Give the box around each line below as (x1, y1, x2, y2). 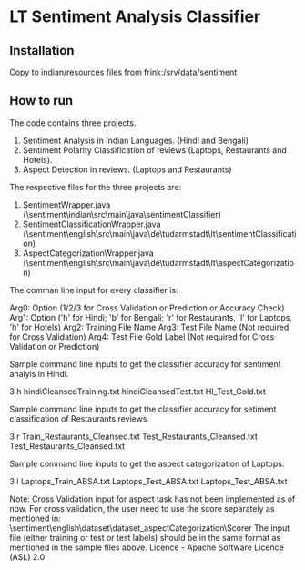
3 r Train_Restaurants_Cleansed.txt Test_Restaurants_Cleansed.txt (9, 431, 258, 442)
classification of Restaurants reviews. (9, 412, 150, 424)
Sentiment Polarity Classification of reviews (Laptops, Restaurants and (22, 144, 287, 156)
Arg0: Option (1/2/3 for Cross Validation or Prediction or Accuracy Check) (9, 302, 285, 313)
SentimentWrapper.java (22, 198, 111, 210)
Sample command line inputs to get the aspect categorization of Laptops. (9, 458, 285, 469)
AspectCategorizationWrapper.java (22, 248, 155, 259)
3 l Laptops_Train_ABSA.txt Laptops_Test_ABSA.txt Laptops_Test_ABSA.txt (9, 475, 289, 486)
